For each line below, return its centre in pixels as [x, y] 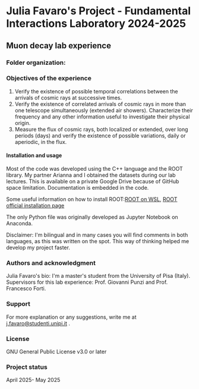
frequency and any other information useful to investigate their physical [102, 117]
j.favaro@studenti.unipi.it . [38, 323]
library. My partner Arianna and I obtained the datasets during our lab [91, 175]
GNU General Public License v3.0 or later [56, 352]
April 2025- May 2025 [33, 380]
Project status [27, 367]
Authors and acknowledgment [51, 263]
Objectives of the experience [49, 79]
